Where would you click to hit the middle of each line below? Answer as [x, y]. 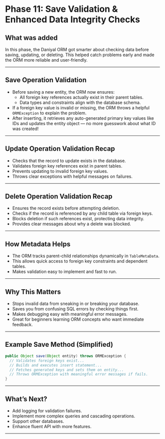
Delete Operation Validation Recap [59, 196]
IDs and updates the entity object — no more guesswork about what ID [84, 123]
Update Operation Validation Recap [60, 149]
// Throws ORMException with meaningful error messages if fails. [79, 374]
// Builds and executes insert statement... [56, 365]
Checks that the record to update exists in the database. [69, 161]
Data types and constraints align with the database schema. [80, 102]
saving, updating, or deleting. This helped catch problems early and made [80, 55]
